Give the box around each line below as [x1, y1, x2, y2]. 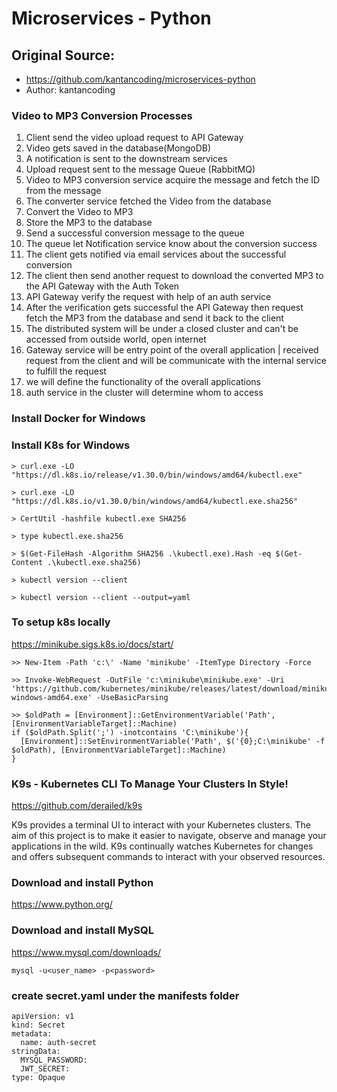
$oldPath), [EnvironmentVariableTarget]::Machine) [11, 745, 227, 755]
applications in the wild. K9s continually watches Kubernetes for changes [11, 840, 314, 852]
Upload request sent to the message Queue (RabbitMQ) [25, 163, 256, 176]
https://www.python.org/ [11, 898, 113, 911]
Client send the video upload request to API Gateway [25, 132, 244, 144]
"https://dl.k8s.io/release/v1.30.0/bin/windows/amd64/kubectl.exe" [11, 470, 303, 480]
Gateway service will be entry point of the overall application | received [25, 344, 319, 356]
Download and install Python [11, 876, 154, 890]
